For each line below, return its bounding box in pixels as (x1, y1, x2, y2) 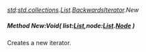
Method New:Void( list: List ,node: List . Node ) (7, 21, 135, 29)
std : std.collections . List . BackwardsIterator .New (7, 6, 139, 14)
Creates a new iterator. (7, 38, 72, 47)
